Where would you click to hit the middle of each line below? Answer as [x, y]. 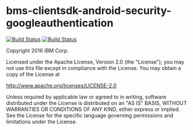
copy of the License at [33, 74]
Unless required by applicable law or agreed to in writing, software [86, 97]
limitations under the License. [42, 121]
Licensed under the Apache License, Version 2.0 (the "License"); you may [95, 62]
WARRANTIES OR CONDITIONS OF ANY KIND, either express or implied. [93, 109]
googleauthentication [60, 23]
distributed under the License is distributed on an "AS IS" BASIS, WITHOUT [96, 103]
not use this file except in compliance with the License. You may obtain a [94, 68]
